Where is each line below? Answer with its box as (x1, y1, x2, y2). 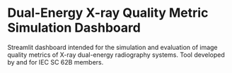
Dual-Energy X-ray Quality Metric (7, 5, 209, 21)
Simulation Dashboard (7, 20, 141, 36)
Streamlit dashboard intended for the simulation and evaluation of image (7, 43, 218, 51)
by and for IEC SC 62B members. (7, 58, 104, 66)
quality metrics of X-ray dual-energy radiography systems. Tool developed (7, 51, 225, 59)
